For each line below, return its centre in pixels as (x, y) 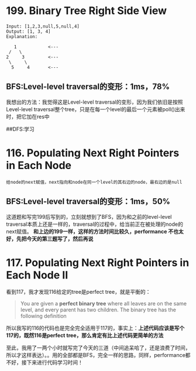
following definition (44, 316)
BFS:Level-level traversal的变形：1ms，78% (88, 87)
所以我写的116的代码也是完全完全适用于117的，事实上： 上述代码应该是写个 (95, 328)
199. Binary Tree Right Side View (87, 11)
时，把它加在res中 (28, 116)
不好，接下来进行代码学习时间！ (44, 363)
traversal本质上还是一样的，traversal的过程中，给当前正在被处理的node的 (94, 224)
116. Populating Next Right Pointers (93, 153)
